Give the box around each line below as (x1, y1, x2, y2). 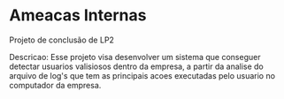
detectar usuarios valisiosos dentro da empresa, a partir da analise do (9, 61, 264, 72)
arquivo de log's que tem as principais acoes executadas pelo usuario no (9, 70, 276, 80)
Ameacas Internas (9, 5, 147, 26)
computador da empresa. (9, 80, 102, 90)
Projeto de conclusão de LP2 (9, 34, 115, 45)
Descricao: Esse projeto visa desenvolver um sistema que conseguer (9, 51, 261, 62)
